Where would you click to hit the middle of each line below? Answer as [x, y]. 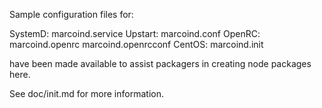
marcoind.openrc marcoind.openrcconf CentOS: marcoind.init [136, 44]
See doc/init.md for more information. [86, 93]
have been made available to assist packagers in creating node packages [160, 63]
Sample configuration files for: [71, 14]
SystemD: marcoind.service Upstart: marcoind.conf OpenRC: [135, 33]
